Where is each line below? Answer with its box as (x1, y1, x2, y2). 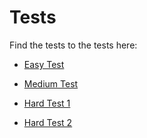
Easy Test (23, 58, 65, 70)
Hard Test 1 (23, 97, 71, 109)
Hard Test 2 (23, 116, 73, 128)
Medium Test (23, 77, 79, 90)
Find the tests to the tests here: (9, 39, 138, 51)
